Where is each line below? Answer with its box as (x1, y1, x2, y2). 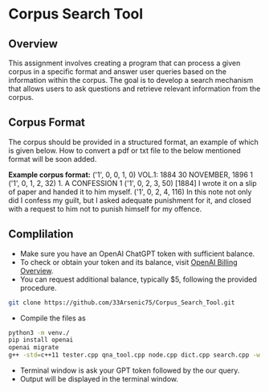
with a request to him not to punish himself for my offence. (8, 204, 202, 213)
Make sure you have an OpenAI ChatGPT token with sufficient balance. (19, 249, 255, 258)
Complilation (8, 227, 74, 241)
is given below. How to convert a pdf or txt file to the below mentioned (8, 146, 241, 155)
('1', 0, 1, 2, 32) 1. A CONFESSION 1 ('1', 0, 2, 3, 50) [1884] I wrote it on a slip (8, 178, 257, 188)
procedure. (19, 283, 58, 292)
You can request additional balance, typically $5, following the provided (19, 274, 257, 284)
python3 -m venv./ (8, 328, 70, 336)
